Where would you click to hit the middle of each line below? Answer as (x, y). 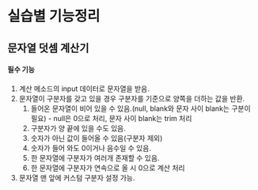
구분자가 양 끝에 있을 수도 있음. (78, 128)
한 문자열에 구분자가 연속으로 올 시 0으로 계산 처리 (108, 168)
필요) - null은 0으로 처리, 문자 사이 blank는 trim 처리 (111, 118)
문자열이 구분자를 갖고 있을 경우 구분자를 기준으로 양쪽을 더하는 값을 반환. (132, 98)
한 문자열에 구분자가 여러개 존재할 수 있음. (95, 158)
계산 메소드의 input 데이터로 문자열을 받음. (84, 89)
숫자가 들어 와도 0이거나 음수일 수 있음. (91, 148)
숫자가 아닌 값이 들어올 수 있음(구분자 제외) (97, 138)
